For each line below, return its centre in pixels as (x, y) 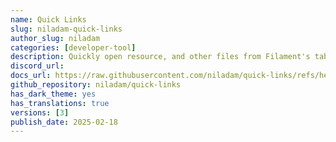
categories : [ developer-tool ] (73, 47)
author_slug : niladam (55, 38)
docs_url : (31, 76)
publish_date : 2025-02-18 (64, 122)
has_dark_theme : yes (53, 94)
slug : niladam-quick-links (66, 29)
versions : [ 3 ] (40, 112)
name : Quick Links (48, 19)
